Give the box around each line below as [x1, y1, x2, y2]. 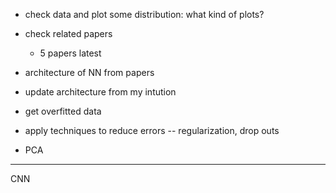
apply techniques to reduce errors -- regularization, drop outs [24, 125, 280, 136]
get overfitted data [24, 105, 102, 117]
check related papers [24, 28, 113, 39]
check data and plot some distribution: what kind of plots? [24, 9, 265, 20]
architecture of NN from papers [24, 67, 155, 78]
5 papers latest [39, 47, 102, 59]
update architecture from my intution [24, 86, 177, 98]
